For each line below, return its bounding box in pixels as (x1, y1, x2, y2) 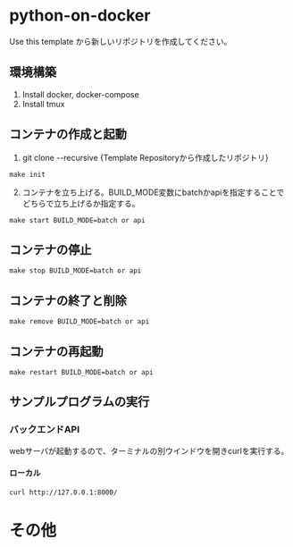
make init (9, 170, 46, 179)
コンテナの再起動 (9, 343, 104, 358)
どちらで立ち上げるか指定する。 (21, 198, 140, 208)
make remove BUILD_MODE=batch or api (9, 317, 150, 326)
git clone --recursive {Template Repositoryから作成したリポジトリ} (21, 152, 270, 163)
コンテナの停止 (9, 242, 92, 257)
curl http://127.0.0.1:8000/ (9, 488, 118, 497)
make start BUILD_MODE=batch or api (9, 215, 146, 224)
